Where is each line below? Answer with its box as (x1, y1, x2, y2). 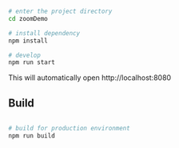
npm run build (8, 131, 56, 140)
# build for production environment (8, 125, 130, 133)
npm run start (8, 58, 56, 66)
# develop (8, 51, 42, 59)
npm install (8, 37, 48, 45)
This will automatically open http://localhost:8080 (8, 73, 172, 82)
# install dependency (8, 29, 81, 37)
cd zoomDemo (8, 14, 48, 22)
